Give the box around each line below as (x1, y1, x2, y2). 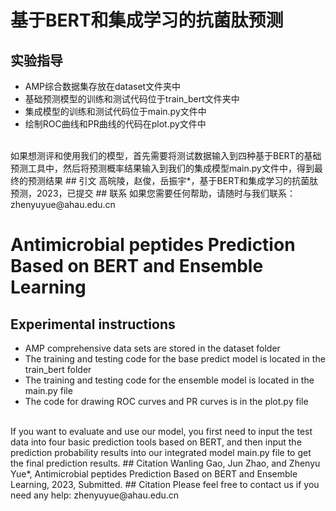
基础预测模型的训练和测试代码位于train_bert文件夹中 (24, 93, 240, 105)
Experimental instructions (10, 316, 176, 333)
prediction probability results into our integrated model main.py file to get (10, 447, 312, 458)
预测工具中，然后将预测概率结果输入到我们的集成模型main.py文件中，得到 (10, 162, 315, 174)
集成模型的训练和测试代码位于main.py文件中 (24, 106, 207, 117)
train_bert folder (24, 364, 92, 375)
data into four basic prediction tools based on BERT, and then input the (10, 436, 302, 448)
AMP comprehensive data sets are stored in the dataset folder (24, 342, 281, 354)
